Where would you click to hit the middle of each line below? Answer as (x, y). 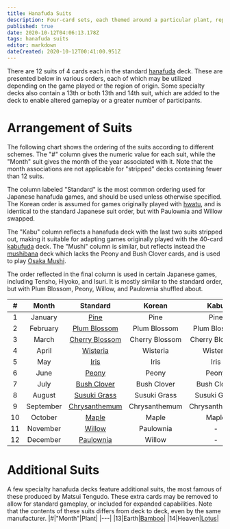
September (44, 406)
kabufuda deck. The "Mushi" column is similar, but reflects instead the (106, 246)
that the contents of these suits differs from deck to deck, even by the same (114, 510)
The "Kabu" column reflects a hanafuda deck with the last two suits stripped (115, 232)
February (44, 328)
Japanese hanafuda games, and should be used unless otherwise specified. (115, 197)
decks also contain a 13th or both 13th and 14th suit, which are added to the (114, 93)
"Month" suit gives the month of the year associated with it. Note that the (110, 161)
